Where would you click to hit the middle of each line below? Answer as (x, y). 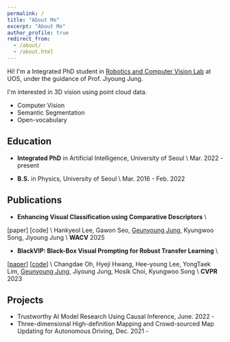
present (28, 165)
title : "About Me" (33, 20)
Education (30, 141)
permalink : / (26, 13)
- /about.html (33, 52)
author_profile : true (38, 33)
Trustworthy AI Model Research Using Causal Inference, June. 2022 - (116, 317)
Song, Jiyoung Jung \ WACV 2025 (56, 237)
